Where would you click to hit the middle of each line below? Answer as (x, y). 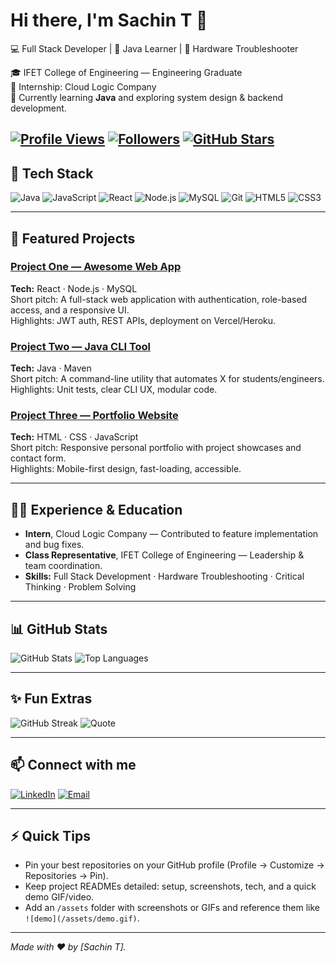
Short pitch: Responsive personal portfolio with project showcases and (156, 448)
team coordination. (63, 566)
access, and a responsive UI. (70, 310)
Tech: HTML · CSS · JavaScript (74, 437)
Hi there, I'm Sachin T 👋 (109, 20)
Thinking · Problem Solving (80, 587)
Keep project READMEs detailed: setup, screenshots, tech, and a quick (170, 886)
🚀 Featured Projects (73, 238)
